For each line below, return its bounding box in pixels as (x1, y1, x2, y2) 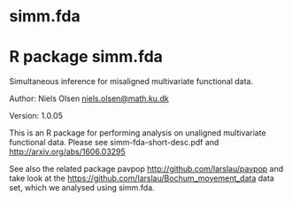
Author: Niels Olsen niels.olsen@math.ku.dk (9, 93, 170, 104)
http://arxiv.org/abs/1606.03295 (9, 146, 126, 157)
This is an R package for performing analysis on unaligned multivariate (9, 128, 267, 138)
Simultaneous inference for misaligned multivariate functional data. (9, 76, 254, 87)
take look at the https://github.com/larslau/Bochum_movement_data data (9, 173, 274, 183)
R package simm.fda (9, 47, 164, 67)
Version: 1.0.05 (9, 111, 64, 121)
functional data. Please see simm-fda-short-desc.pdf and (9, 137, 219, 148)
